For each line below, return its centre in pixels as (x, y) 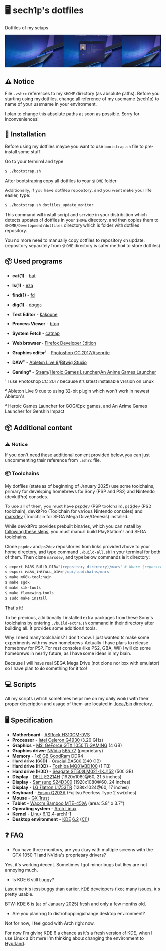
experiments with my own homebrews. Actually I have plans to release (77, 643)
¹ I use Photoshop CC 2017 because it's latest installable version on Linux (80, 381)
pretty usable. (19, 894)
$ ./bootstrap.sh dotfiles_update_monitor (49, 205)
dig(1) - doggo (27, 305)
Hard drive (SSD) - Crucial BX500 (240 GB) (57, 761)
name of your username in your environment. (51, 104)
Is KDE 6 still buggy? (33, 879)
